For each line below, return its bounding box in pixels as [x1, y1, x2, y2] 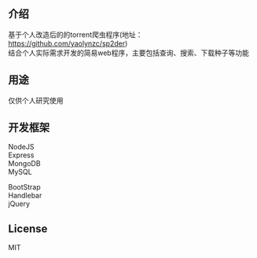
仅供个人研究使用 [8, 95, 64, 105]
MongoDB [8, 159, 41, 168]
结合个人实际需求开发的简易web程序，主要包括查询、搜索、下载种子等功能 [8, 48, 249, 57]
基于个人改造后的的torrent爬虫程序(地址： [8, 30, 143, 39]
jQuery [8, 199, 30, 208]
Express [8, 150, 35, 160]
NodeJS [8, 142, 35, 152]
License [8, 222, 48, 235]
